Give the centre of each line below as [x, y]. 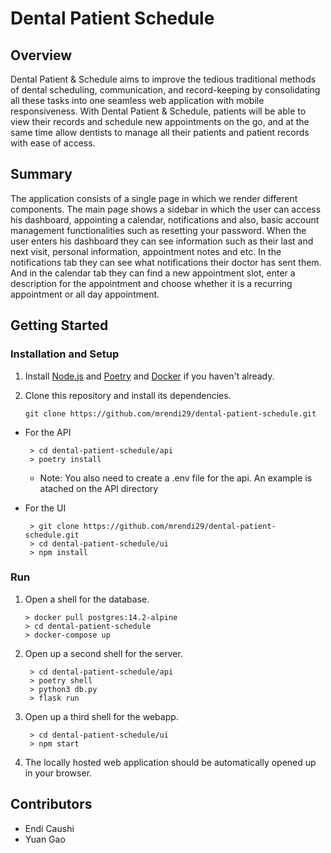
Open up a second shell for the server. [103, 653]
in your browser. [58, 773]
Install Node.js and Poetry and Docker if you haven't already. [149, 376]
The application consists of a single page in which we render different [154, 198]
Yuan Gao [45, 839]
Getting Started [59, 325]
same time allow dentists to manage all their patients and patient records [160, 132]
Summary [41, 174]
